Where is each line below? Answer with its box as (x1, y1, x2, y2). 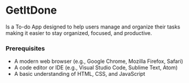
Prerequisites (5, 44, 45, 52)
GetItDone (5, 4, 57, 17)
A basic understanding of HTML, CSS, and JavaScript (14, 71, 146, 78)
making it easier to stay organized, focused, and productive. (5, 29, 152, 36)
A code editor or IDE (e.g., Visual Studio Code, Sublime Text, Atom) (14, 64, 178, 71)
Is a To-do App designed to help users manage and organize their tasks (5, 23, 181, 30)
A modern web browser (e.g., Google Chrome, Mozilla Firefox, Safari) (14, 58, 184, 65)
